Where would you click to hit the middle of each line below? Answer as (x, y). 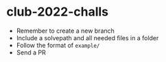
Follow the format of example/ (58, 45)
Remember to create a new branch (65, 31)
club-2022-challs (58, 12)
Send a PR (31, 52)
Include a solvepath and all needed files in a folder (87, 37)
